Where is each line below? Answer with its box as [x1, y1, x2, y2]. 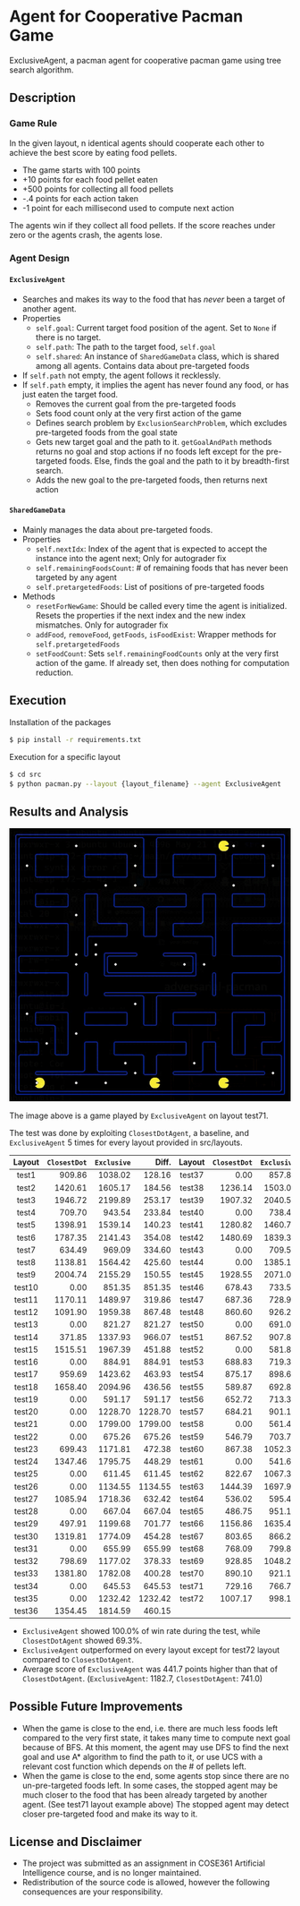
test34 [13, 1580, 38, 1591]
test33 [13, 1568, 38, 1579]
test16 [13, 1356, 38, 1367]
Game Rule [9, 117, 58, 130]
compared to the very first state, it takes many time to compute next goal [21, 1732, 291, 1743]
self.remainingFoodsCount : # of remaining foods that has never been [35, 562, 288, 573]
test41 [179, 1219, 204, 1230]
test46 [179, 1282, 204, 1293]
